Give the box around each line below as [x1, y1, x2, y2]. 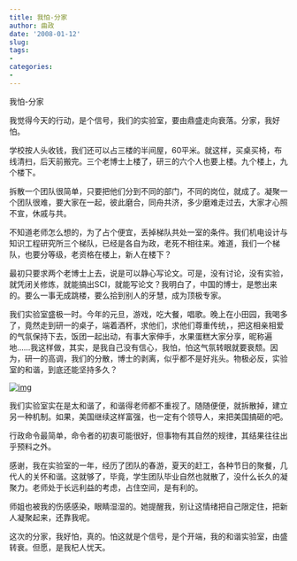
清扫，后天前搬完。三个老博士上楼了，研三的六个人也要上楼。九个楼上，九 [16, 156, 288, 167]
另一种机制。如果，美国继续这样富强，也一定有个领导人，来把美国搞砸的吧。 [9, 411, 288, 422]
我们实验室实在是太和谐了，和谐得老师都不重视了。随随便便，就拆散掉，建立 [9, 400, 288, 410]
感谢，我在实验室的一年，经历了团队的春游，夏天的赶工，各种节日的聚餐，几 [9, 460, 288, 471]
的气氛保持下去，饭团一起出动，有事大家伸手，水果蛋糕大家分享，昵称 [9, 331, 265, 341]
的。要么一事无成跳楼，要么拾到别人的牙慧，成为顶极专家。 [9, 290, 226, 300]
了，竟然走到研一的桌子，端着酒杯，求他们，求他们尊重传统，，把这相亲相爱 [9, 320, 285, 331]
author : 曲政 [9, 21, 55, 30]
